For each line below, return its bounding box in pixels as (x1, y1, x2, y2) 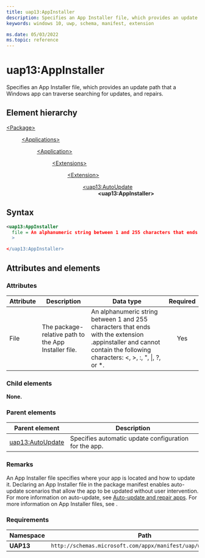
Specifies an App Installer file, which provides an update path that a (6, 84, 176, 91)
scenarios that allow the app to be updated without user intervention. (25, 487, 199, 494)
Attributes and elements (6, 263, 101, 273)
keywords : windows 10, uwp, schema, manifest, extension (6, 20, 154, 26)
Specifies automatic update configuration (70, 435, 189, 443)
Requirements (6, 515, 49, 524)
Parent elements (6, 408, 56, 417)
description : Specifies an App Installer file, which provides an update (6, 15, 198, 21)
